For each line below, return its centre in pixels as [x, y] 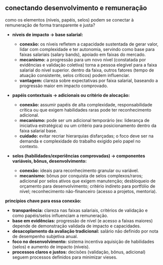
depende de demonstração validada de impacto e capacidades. [76, 226]
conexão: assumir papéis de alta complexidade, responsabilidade [86, 104]
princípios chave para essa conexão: [43, 201]
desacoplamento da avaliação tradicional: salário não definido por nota [85, 231]
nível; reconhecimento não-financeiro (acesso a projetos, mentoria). [88, 191]
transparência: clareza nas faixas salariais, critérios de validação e [80, 210]
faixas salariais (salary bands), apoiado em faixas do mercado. [82, 54]
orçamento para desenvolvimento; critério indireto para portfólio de [87, 186]
